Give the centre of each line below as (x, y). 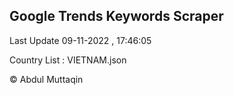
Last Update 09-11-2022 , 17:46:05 (80, 40)
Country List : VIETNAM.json (68, 60)
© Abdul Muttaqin (46, 79)
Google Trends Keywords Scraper (116, 16)
